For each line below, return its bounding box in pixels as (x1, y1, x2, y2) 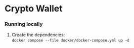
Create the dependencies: (11, 32, 65, 38)
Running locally (4, 21, 43, 28)
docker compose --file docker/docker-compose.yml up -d (11, 38, 130, 43)
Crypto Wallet (4, 3, 63, 14)
